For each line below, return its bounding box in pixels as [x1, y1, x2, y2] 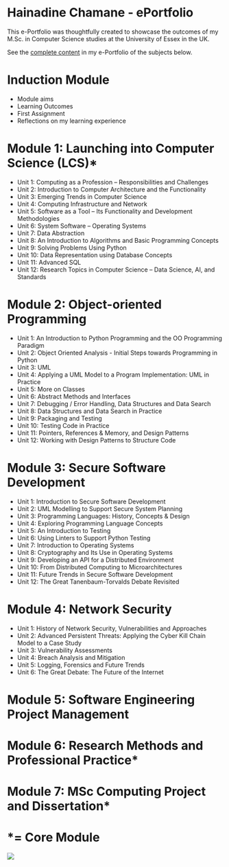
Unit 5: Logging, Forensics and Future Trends [16, 661, 145, 669]
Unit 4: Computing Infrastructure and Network [16, 200, 147, 208]
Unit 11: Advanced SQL [16, 258, 82, 266]
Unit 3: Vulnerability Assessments [16, 646, 113, 654]
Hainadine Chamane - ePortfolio [7, 5, 194, 21]
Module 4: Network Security [7, 602, 173, 617]
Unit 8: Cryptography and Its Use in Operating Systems [16, 548, 173, 556]
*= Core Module [7, 830, 100, 845]
